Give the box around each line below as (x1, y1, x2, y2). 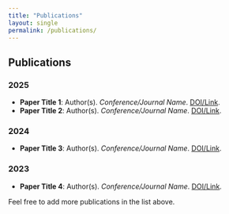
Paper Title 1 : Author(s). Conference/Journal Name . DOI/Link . (19, 97, 220, 107)
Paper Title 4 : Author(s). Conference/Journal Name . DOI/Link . (19, 182, 223, 191)
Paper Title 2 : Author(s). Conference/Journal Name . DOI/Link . (19, 106, 222, 116)
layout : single (8, 19, 58, 27)
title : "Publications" (8, 11, 83, 20)
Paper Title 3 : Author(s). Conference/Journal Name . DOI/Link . (19, 143, 222, 153)
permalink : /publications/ (8, 26, 97, 34)
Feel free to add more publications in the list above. (8, 197, 175, 206)
